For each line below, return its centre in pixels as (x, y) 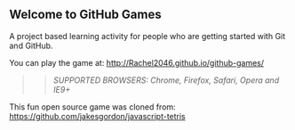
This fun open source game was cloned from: (92, 107)
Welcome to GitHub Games (85, 15)
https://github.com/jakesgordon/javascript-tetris (98, 116)
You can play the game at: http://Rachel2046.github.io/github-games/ (137, 62)
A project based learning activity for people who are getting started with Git (147, 36)
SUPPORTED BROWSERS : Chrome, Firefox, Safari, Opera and (166, 80)
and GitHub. (31, 45)
